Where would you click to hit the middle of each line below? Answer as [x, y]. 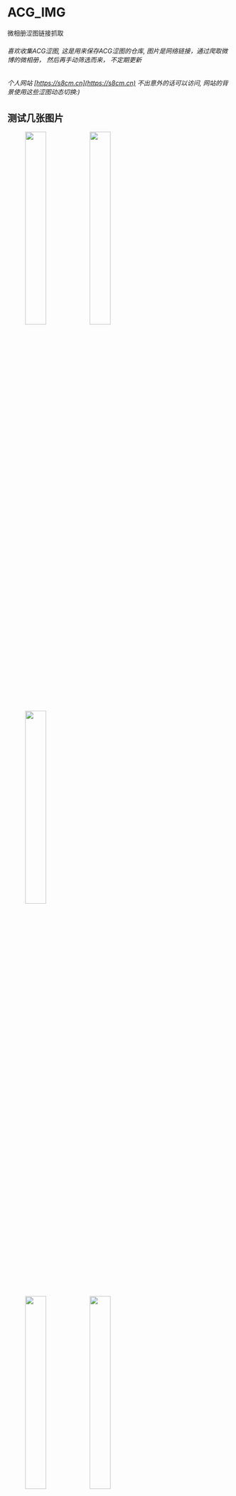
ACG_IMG [37, 12]
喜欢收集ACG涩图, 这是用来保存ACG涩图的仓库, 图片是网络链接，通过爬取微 [118, 51]
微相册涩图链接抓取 [36, 33]
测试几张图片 [36, 118]
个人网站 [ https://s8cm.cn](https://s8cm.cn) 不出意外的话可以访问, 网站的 [115, 83]
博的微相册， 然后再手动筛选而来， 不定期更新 [75, 60]
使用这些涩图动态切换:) [47, 92]
